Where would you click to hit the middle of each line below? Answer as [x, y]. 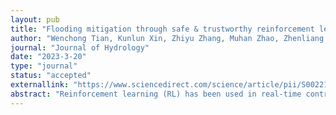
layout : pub [35, 19]
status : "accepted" [51, 76]
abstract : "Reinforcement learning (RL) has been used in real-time [156, 94]
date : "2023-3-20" [48, 57]
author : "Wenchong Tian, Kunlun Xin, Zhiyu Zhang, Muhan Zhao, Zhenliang [167, 38]
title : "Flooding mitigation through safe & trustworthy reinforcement [162, 29]
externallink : [40, 85]
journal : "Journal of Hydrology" [80, 47]
